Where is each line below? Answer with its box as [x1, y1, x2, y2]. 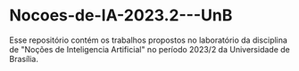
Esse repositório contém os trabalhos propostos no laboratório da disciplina [9, 35, 288, 45]
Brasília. [9, 53, 38, 64]
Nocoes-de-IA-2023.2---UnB [9, 5, 233, 26]
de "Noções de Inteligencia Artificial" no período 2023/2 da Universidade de [9, 43, 290, 54]
